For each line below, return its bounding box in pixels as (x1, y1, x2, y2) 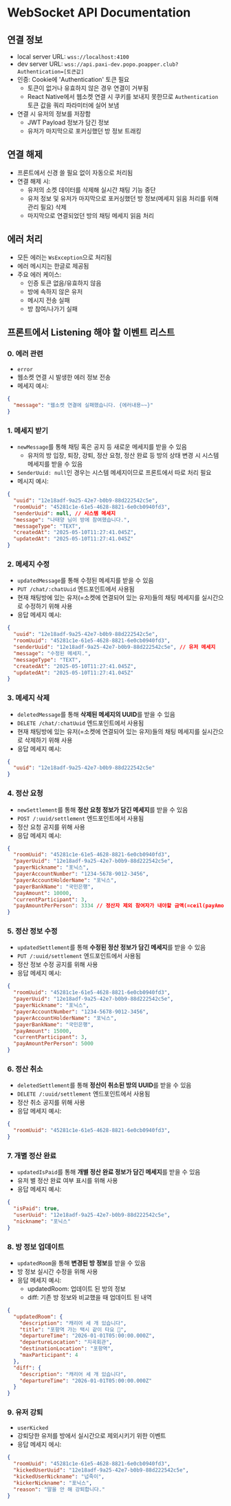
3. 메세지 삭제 (7, 693, 50, 702)
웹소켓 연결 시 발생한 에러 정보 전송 (16, 373, 111, 381)
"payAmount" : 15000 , (13, 1028, 72, 1034)
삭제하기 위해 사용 (24, 735, 73, 744)
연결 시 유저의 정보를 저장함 (16, 110, 91, 118)
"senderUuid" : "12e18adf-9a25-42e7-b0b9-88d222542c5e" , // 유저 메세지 (13, 644, 216, 651)
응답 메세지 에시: (16, 1440, 62, 1448)
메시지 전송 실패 (27, 296, 70, 304)
